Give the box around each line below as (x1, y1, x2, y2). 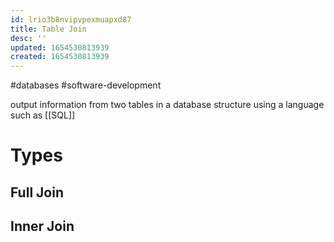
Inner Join (10, 218, 75, 235)
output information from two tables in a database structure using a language (10, 99, 325, 111)
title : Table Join (10, 24, 87, 34)
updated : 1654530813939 (10, 42, 110, 53)
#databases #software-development (10, 79, 162, 91)
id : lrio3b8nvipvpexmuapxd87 (10, 14, 132, 25)
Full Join (10, 184, 64, 201)
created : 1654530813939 (10, 52, 110, 62)
